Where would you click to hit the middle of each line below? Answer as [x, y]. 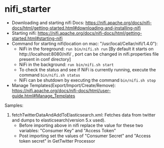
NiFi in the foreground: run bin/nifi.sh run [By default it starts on [86, 49]
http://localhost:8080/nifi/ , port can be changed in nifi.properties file [89, 54]
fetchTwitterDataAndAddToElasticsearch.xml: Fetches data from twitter [83, 115]
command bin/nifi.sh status [50, 75]
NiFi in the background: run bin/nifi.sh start [66, 64]
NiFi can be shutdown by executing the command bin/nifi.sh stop [87, 80]
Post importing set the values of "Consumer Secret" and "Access [85, 136]
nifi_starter [28, 9]
